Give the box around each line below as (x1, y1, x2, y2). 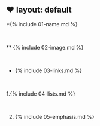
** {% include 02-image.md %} (6, 44, 84, 51)
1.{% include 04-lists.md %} (6, 90, 76, 97)
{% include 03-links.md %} (14, 67, 83, 74)
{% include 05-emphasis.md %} (14, 113, 95, 120)
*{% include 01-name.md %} (6, 20, 78, 27)
